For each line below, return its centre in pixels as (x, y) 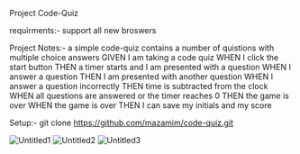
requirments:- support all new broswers (83, 30)
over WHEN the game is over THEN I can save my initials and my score (141, 105)
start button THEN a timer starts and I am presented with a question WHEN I (150, 67)
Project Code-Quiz (44, 13)
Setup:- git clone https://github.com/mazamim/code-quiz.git (122, 122)
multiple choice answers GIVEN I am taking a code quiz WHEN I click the (144, 57)
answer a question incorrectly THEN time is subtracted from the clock (139, 86)
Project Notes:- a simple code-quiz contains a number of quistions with (142, 48)
